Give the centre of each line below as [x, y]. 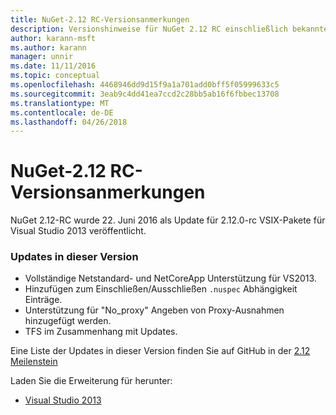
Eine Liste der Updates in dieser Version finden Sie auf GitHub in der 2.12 [160, 351]
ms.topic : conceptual [55, 76]
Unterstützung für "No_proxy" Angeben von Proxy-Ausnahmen [154, 310]
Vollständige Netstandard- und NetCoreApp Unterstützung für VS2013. [170, 278]
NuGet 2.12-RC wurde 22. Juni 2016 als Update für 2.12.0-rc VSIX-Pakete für [168, 220]
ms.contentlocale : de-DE [62, 112]
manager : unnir [42, 57]
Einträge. [43, 300]
